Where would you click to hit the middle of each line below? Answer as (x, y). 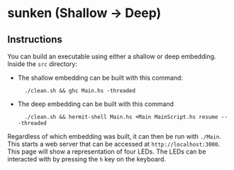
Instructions (35, 39)
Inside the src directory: (43, 64)
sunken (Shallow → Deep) (84, 13)
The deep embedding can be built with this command (96, 104)
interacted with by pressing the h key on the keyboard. (87, 159)
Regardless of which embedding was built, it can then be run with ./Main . (115, 136)
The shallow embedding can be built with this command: (100, 78)
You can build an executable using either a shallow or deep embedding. (112, 56)
